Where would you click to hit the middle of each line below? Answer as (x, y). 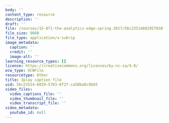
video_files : (19, 89)
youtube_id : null (28, 113)
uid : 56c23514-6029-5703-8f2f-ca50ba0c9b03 (52, 84)
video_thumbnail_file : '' (37, 98)
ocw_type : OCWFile (24, 71)
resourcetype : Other (27, 75)
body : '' (14, 10)
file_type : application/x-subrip (40, 38)
